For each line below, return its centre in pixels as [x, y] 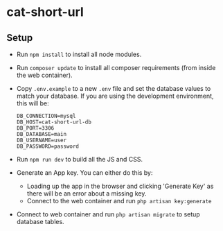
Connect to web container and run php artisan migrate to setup [108, 214]
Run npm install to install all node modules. [79, 54]
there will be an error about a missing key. [87, 194]
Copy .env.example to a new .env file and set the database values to [114, 88]
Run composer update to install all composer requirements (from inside [116, 68]
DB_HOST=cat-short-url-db [54, 122]
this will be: [33, 103]
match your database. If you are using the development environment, [115, 96]
